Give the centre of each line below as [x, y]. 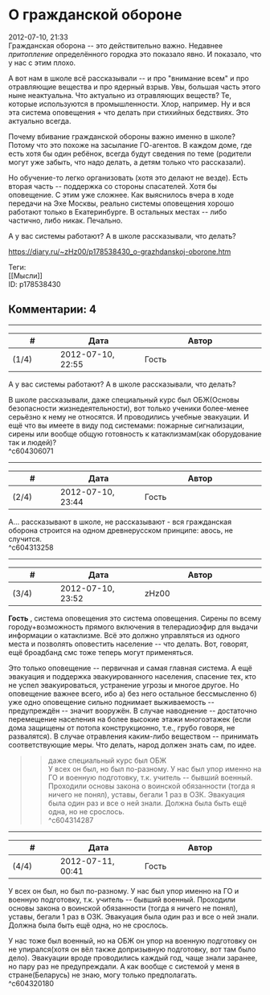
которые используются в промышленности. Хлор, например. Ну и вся [129, 104]
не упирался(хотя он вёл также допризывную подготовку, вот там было [132, 949]
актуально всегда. [40, 121]
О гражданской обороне [95, 15]
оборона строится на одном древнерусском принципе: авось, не [121, 530]
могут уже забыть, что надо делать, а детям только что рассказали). [127, 162]
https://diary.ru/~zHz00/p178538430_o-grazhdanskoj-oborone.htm [120, 252]
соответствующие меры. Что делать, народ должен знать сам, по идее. [133, 744]
